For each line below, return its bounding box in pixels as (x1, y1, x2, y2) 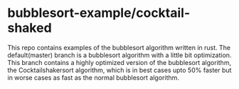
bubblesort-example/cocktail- (7, 5, 191, 21)
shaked (7, 20, 52, 36)
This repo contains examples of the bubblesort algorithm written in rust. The (7, 43, 231, 52)
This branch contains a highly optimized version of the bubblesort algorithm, (7, 58, 232, 66)
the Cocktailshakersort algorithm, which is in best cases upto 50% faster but (7, 66, 232, 74)
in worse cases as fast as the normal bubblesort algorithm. (7, 73, 180, 82)
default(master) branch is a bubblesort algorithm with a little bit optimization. (7, 51, 232, 59)
